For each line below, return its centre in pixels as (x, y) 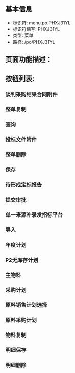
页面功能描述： (29, 60)
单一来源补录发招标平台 (34, 214)
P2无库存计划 (22, 260)
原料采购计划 (21, 320)
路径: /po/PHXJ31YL (34, 42)
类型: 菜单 (23, 35)
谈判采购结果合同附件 (31, 94)
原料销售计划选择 (26, 305)
